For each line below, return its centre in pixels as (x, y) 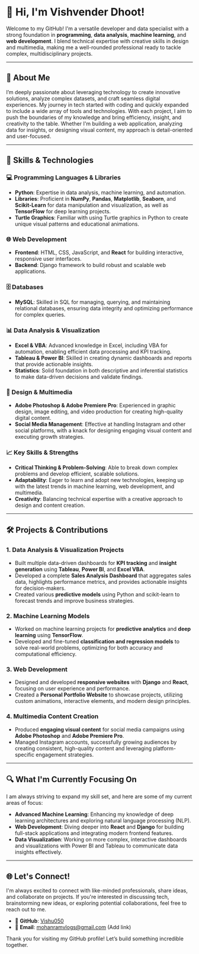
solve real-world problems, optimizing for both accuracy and (89, 647)
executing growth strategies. (49, 436)
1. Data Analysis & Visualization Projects (65, 550)
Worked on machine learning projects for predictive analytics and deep (103, 629)
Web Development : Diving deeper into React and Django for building (99, 827)
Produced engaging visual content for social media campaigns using (99, 729)
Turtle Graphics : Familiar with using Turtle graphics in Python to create (101, 218)
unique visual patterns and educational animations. (77, 224)
